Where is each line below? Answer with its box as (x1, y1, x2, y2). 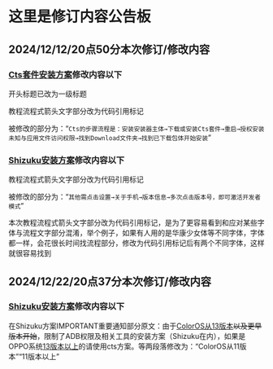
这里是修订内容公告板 (8, 7, 152, 26)
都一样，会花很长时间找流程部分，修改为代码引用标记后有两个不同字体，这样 (8, 238, 265, 248)
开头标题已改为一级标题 (8, 89, 87, 99)
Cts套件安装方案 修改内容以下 (8, 68, 123, 80)
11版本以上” (21, 351, 59, 361)
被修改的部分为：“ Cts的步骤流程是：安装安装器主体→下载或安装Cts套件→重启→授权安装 (8, 123, 265, 133)
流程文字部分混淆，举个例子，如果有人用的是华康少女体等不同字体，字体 (22, 228, 265, 238)
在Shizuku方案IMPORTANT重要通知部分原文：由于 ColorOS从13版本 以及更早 (8, 321, 262, 331)
